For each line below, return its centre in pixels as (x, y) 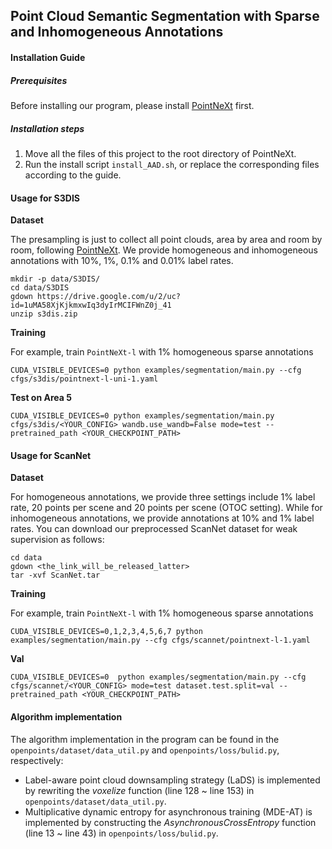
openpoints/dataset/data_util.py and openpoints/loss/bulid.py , (145, 750)
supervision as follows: (57, 540)
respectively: (37, 760)
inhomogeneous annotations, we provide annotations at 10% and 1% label (162, 518)
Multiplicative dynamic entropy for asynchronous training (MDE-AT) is (168, 811)
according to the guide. (73, 175)
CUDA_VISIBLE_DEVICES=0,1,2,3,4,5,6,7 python (106, 632)
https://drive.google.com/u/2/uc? (109, 297)
